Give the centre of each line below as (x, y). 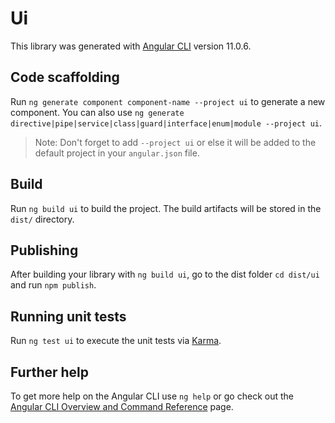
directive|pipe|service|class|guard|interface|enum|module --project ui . (166, 123)
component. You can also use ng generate (97, 112)
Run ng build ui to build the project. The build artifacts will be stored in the (166, 208)
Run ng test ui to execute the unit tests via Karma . (116, 341)
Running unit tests (68, 316)
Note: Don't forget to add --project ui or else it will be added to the (175, 142)
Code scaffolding (65, 77)
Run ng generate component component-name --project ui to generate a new (168, 101)
